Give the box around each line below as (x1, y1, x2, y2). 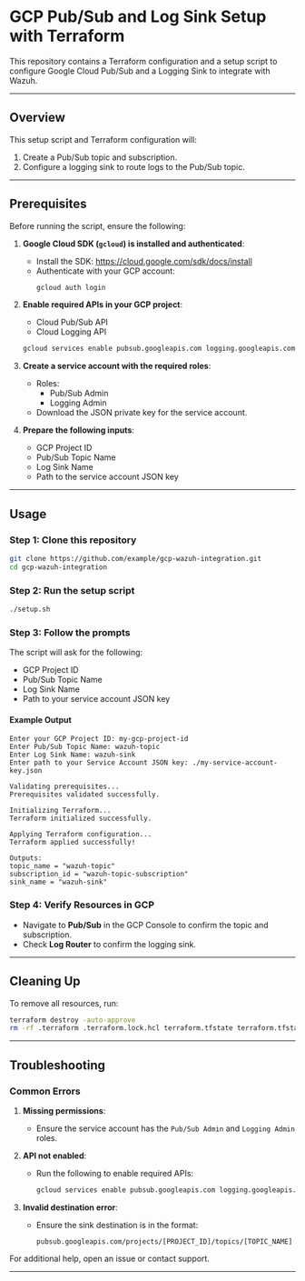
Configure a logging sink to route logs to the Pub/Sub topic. (22, 161, 245, 172)
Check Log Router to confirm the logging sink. (22, 938, 197, 949)
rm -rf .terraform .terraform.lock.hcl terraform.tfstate (9, 1024, 233, 1033)
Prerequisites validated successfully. (9, 790, 161, 799)
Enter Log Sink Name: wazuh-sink (9, 750, 136, 760)
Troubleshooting (9, 1057, 106, 1073)
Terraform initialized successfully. (9, 814, 152, 824)
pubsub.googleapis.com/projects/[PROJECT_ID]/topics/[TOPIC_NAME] (35, 1236, 293, 1246)
